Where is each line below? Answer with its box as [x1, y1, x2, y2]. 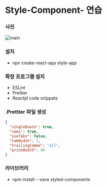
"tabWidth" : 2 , [9, 138, 41, 143]
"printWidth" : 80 [9, 147, 45, 152]
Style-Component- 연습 [5, 4, 103, 16]
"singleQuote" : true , [9, 125, 54, 130]
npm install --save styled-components [12, 176, 90, 182]
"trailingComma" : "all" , [9, 143, 61, 148]
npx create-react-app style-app [12, 60, 77, 66]
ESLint [12, 85, 26, 91]
